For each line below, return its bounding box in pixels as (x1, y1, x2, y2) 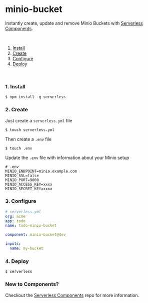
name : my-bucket (9, 246, 43, 251)
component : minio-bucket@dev (5, 232, 66, 237)
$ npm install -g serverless (5, 94, 66, 100)
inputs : (5, 241, 21, 246)
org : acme (5, 214, 26, 219)
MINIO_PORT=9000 (5, 177, 39, 183)
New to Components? (5, 281, 59, 288)
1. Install (5, 83, 26, 90)
